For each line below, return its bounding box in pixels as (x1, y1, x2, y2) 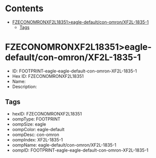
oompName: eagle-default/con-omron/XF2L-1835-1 (12, 142, 116, 148)
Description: (12, 84, 37, 90)
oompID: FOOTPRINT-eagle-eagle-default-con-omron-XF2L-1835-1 (12, 147, 149, 153)
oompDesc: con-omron (12, 132, 60, 137)
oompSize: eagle (12, 121, 46, 127)
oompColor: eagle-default (12, 126, 65, 132)
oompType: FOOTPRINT (12, 116, 61, 122)
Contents (5, 3, 44, 14)
